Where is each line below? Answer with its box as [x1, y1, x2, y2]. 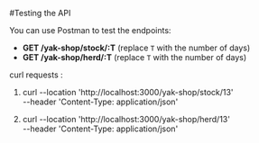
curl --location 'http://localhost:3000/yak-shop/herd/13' [22, 114, 230, 124]
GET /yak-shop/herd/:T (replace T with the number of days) [22, 52, 247, 62]
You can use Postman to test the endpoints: [9, 25, 171, 35]
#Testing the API [9, 8, 71, 18]
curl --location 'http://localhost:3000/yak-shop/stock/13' [22, 87, 234, 97]
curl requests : [9, 69, 63, 80]
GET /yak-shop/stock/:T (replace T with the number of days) [22, 42, 251, 53]
